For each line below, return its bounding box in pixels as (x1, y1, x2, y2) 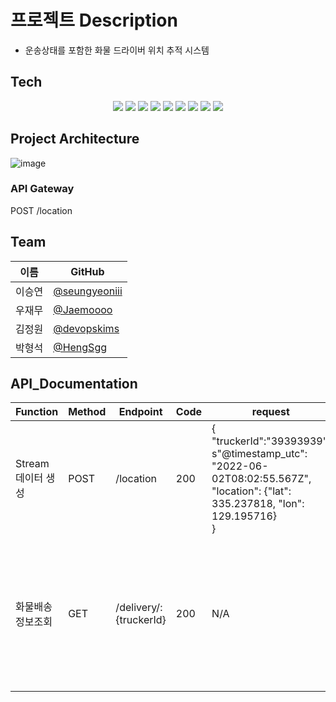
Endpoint (118, 405, 163, 419)
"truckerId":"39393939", (211, 434, 331, 448)
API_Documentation (10, 376, 138, 393)
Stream (15, 457, 50, 471)
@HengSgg (53, 340, 107, 354)
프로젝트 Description (10, 9, 178, 32)
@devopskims (53, 321, 120, 335)
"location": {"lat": (211, 484, 292, 498)
